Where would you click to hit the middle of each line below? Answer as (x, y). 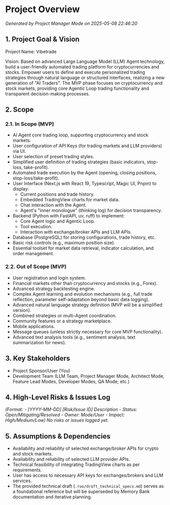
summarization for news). (39, 342)
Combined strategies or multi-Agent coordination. (64, 315)
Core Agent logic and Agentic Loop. (58, 221)
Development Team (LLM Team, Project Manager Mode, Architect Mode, (89, 376)
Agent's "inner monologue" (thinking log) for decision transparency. (91, 210)
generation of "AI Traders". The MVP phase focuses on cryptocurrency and (84, 83)
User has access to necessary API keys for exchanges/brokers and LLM (88, 476)
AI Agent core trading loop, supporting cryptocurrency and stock (80, 135)
